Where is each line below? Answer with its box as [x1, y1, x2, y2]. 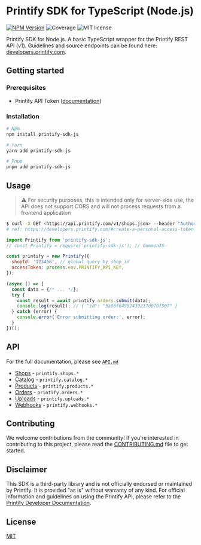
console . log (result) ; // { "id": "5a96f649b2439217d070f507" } [17, 303, 178, 309]
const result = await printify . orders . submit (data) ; [17, 297, 151, 303]
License [6, 516, 36, 527]
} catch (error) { [11, 309, 58, 315]
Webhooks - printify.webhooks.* [14, 401, 98, 408]
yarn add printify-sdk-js [6, 148, 71, 154]
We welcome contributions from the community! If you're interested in [6, 434, 179, 442]
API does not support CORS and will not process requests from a [20, 202, 181, 210]
